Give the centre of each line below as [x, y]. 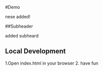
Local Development [35, 51]
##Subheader [19, 26]
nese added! [18, 17]
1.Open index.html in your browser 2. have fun [52, 63]
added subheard [22, 36]
